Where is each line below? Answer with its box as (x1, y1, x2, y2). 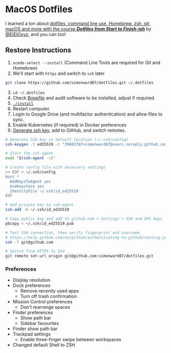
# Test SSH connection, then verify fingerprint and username (5, 230, 140, 235)
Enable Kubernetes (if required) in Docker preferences (12, 122, 127, 128)
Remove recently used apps (20, 288, 79, 294)
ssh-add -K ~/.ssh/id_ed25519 (5, 207, 70, 212)
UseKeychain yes (10, 184, 44, 189)
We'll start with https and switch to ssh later (12, 70, 105, 76)
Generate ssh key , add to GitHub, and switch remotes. (12, 127, 126, 133)
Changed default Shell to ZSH (12, 342, 75, 348)
